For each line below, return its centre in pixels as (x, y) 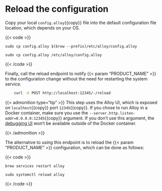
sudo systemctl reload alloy (35, 175)
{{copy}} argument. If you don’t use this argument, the (99, 118)
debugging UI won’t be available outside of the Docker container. (71, 123)
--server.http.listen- (112, 113)
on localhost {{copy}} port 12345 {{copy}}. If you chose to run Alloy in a (76, 108)
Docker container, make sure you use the (47, 113)
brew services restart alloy (35, 166)
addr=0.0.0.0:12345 (25, 118)
